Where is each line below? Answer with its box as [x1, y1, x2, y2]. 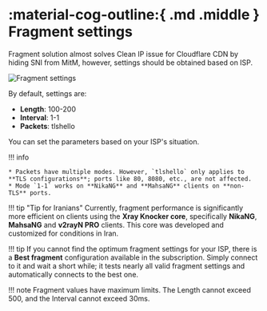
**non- [222, 182, 245, 190]
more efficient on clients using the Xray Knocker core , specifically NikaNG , [8, 211, 257, 221]
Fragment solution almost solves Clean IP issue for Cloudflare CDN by [8, 49, 238, 59]
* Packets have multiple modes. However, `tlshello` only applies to [8, 168, 245, 176]
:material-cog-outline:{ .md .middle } [8, 6, 260, 24]
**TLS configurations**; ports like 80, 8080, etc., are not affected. [8, 175, 252, 183]
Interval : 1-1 [19, 112, 60, 122]
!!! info [8, 152, 30, 162]
